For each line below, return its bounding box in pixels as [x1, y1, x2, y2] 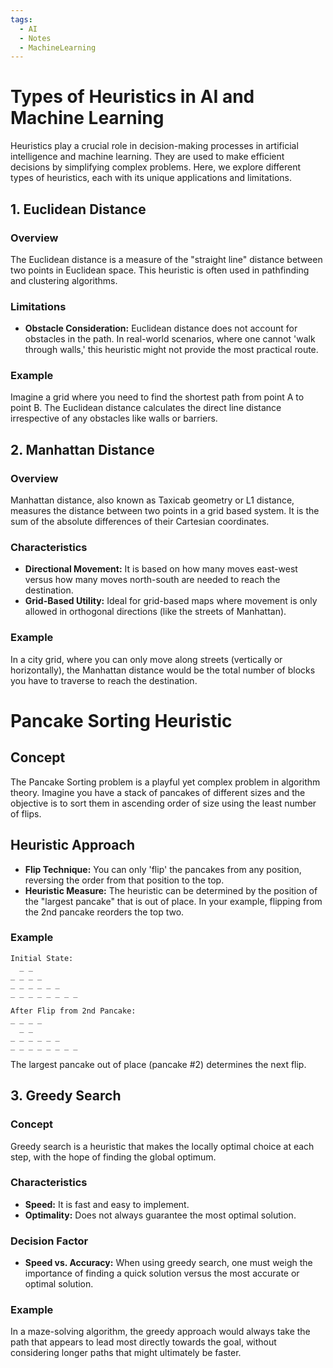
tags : [10, 14, 33, 25]
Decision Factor [10, 1234, 89, 1248]
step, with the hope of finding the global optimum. [10, 1151, 217, 1163]
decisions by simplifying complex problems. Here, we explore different [10, 161, 302, 173]
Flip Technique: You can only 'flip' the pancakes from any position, [24, 863, 302, 875]
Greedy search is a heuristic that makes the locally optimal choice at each [10, 1140, 315, 1152]
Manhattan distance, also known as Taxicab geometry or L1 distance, [10, 494, 295, 506]
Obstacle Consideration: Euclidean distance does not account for [24, 322, 298, 335]
